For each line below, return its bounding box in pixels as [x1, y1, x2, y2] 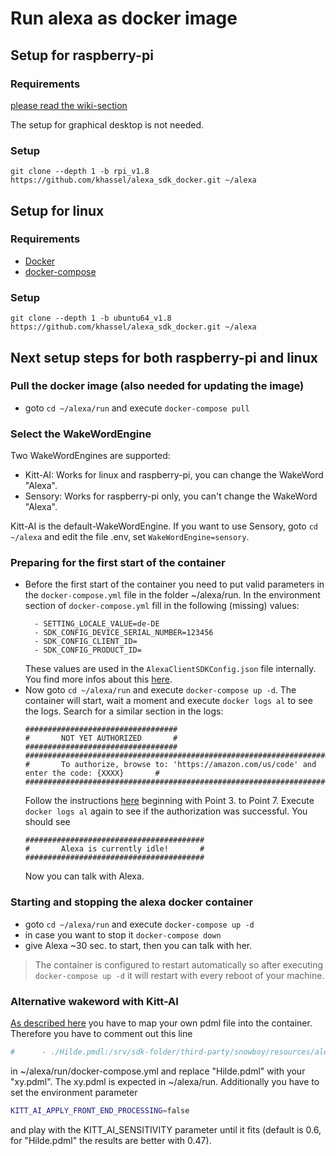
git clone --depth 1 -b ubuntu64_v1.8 [10, 313, 172, 324]
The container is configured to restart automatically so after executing [34, 958, 324, 971]
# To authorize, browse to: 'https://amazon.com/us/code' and [24, 760, 317, 770]
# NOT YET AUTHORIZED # [24, 733, 178, 744]
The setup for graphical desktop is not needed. [10, 118, 204, 131]
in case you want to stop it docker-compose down [24, 928, 222, 941]
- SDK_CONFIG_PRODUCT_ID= [34, 645, 142, 656]
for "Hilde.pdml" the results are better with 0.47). [10, 1134, 212, 1146]
